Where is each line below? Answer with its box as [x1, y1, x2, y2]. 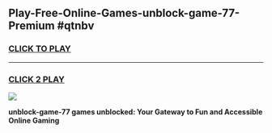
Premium [8, 19, 55, 33]
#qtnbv [57, 19, 95, 33]
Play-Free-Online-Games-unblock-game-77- [8, 6, 240, 20]
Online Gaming [8, 115, 60, 125]
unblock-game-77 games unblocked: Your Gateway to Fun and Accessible [8, 106, 263, 116]
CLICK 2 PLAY [8, 73, 65, 85]
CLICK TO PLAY [8, 44, 71, 55]
